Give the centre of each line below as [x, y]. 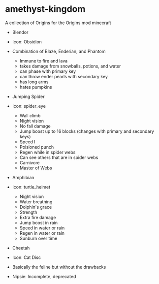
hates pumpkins [36, 87]
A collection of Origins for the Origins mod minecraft [58, 23]
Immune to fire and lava [44, 61]
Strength [29, 212]
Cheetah [21, 248]
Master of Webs [36, 168]
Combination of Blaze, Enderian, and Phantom [59, 51]
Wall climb [30, 115]
